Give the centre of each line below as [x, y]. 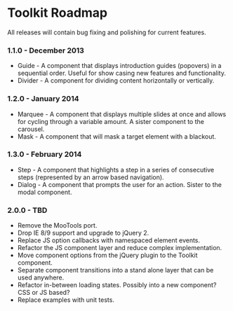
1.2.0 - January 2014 [43, 99]
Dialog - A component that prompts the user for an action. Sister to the [120, 184]
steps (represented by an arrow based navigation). [91, 177]
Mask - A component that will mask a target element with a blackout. [116, 136]
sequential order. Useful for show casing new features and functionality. [121, 73]
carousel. [31, 129]
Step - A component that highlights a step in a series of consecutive [116, 170]
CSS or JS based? [44, 293]
